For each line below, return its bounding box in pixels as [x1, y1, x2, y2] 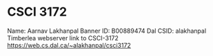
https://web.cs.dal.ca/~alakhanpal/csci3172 [7, 41, 131, 49]
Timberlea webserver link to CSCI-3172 [7, 33, 119, 42]
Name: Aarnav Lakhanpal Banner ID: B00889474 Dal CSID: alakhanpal [7, 27, 207, 35]
